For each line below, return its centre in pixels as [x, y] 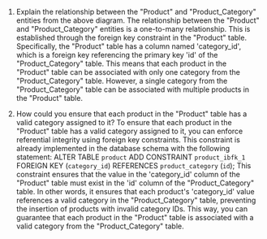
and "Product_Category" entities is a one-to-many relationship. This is [133, 29]
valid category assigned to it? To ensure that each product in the [124, 122]
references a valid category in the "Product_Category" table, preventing [136, 200]
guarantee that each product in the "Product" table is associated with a [135, 217]
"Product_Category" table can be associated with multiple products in [133, 89]
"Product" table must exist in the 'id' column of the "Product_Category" [135, 183]
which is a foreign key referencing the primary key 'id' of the [117, 55]
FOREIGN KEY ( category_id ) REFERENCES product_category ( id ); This [133, 165]
